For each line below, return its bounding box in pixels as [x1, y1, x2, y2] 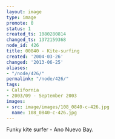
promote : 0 [6, 20, 34, 26]
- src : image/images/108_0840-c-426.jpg [6, 103, 110, 110]
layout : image [6, 8, 42, 15]
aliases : [6, 64, 28, 71]
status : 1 [6, 25, 31, 32]
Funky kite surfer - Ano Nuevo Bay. [6, 126, 94, 133]
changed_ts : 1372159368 [6, 37, 67, 43]
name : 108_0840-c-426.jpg [11, 110, 77, 116]
